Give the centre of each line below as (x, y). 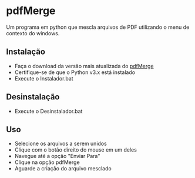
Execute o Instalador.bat (44, 78)
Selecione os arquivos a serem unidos (60, 144)
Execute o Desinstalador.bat (48, 111)
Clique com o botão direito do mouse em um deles (75, 150)
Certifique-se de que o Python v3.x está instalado (75, 72)
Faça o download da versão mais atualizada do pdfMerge (84, 66)
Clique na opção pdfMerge (47, 162)
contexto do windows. (33, 33)
